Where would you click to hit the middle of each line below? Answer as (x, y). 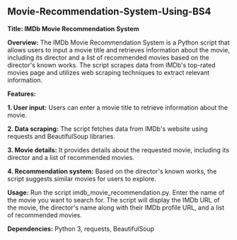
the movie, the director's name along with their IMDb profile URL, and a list (116, 207)
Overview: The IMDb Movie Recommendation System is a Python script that (118, 42)
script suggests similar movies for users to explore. (82, 178)
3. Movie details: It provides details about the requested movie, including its (118, 150)
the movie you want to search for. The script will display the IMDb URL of (114, 200)
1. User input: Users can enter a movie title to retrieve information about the (118, 107)
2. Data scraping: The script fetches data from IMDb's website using (108, 128)
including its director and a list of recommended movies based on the (109, 57)
